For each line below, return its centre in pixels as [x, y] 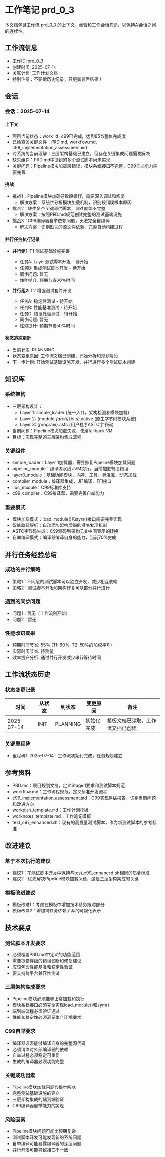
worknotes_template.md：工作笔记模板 [52, 816]
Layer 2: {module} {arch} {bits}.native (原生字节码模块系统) [78, 418]
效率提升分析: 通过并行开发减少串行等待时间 [56, 657]
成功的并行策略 [23, 570]
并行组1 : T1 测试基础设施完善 [41, 251]
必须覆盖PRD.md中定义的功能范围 [46, 954]
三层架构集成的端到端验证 [38, 1099]
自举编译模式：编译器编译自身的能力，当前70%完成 [64, 537]
